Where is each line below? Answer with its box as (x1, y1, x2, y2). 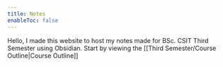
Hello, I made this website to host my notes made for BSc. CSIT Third (7, 36, 209, 44)
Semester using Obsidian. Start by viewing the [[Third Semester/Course (7, 44, 217, 52)
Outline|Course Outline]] (7, 51, 79, 60)
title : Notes (7, 10, 46, 18)
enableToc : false (7, 17, 59, 24)
